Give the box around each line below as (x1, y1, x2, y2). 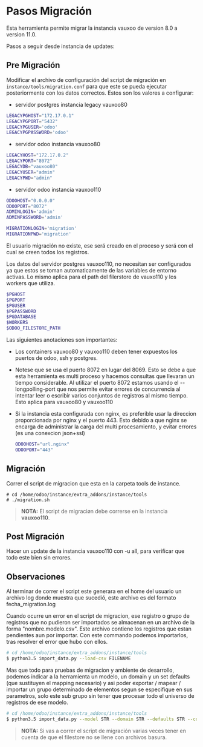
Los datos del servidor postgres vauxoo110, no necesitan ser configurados (6, 260, 192, 268)
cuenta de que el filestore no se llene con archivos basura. (21, 733, 167, 741)
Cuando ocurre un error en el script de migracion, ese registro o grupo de (6, 612, 190, 620)
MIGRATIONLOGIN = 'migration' (6, 226, 77, 232)
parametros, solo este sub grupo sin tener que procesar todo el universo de (6, 692, 195, 699)
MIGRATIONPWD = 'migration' (6, 231, 71, 237)
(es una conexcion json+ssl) (14, 430, 86, 436)
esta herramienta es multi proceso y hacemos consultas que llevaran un (14, 373, 195, 380)
